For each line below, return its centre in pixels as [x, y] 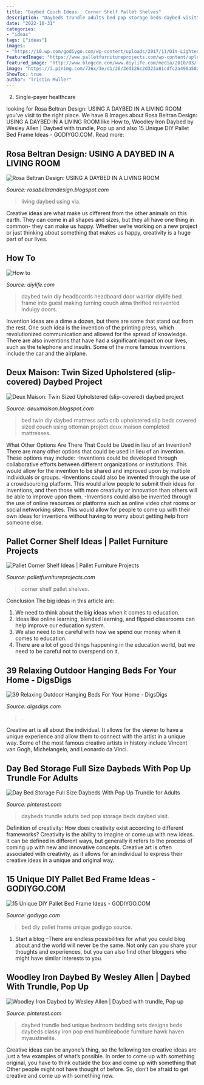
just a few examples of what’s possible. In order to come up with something [100, 1056]
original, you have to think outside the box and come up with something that [101, 1063]
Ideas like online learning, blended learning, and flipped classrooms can [105, 619]
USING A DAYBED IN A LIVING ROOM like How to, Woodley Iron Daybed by [100, 122]
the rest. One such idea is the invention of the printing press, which [90, 327]
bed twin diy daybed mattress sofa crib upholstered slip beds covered [109, 420]
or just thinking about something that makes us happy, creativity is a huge [99, 232]
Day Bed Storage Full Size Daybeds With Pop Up [99, 769]
